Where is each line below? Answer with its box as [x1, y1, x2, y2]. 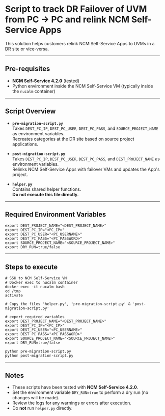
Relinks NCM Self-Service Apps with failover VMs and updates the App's [12, 166, 160, 172]
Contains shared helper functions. [12, 186, 81, 192]
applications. [12, 141, 38, 147]
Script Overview [5, 107, 56, 116]
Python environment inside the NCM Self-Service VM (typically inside [12, 83, 153, 89]
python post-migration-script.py [5, 353, 74, 358]
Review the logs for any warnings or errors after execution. [12, 400, 132, 406]
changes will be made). [12, 395, 60, 400]
